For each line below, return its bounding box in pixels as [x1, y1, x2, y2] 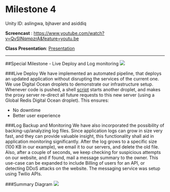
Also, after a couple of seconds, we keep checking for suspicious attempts [5, 149, 161, 155]
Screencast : [5, 30, 33, 36]
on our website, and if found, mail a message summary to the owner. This [5, 155, 158, 161]
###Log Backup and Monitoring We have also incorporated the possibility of [5, 122, 164, 128]
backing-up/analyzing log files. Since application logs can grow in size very [5, 128, 163, 134]
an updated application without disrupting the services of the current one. [5, 75, 159, 82]
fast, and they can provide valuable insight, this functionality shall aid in [5, 133, 154, 139]
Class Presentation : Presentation [5, 45, 75, 51]
